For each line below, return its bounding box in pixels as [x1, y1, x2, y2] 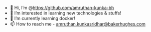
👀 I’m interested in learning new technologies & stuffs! [10, 10, 121, 16]
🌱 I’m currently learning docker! [10, 15, 75, 21]
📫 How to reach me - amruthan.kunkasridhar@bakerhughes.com [10, 21, 146, 27]
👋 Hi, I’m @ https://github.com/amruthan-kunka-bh [10, 5, 114, 10]
